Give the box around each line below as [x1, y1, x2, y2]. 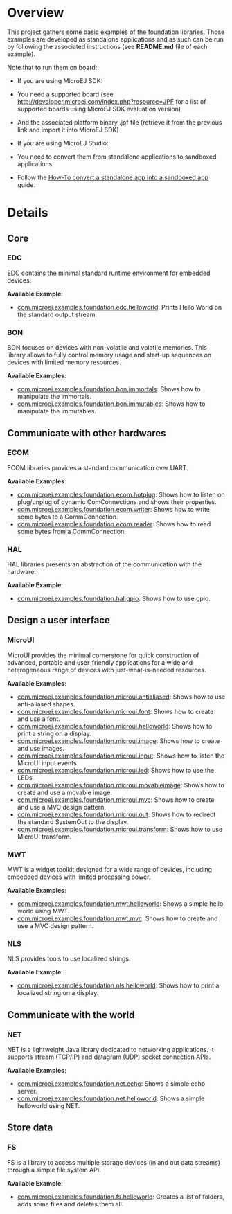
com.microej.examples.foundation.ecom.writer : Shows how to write [17, 505, 210, 513]
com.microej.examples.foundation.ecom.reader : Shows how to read [17, 519, 211, 528]
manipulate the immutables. [17, 407, 97, 416]
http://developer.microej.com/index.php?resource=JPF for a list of [17, 97, 206, 105]
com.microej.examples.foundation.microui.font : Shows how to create [17, 707, 214, 715]
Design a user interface [7, 614, 111, 626]
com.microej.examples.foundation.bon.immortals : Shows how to [17, 385, 201, 393]
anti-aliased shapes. [17, 699, 75, 708]
